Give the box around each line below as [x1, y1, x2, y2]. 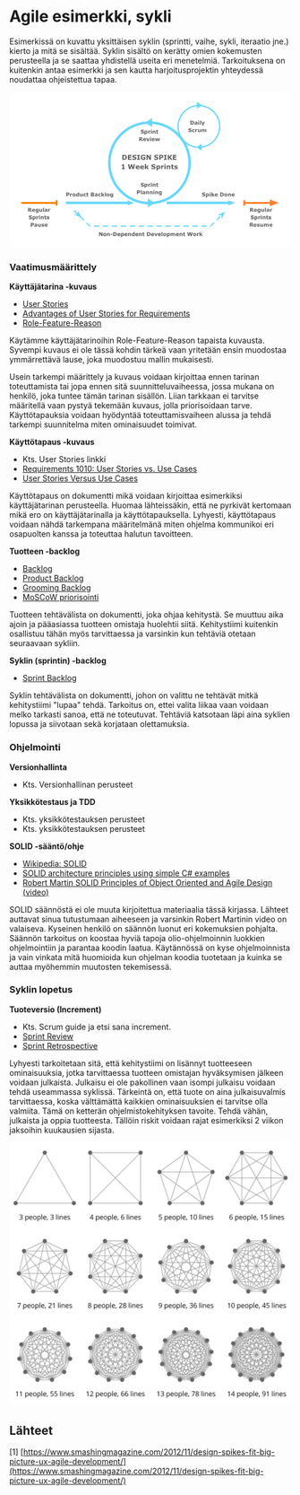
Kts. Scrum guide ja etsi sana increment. [21, 1021, 172, 1032]
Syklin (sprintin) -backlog [9, 655, 107, 666]
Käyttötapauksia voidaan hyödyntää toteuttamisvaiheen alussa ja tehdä [9, 410, 271, 421]
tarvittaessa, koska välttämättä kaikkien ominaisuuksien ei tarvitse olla [9, 1096, 269, 1106]
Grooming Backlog [21, 582, 91, 593]
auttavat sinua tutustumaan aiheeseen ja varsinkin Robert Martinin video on [9, 914, 287, 924]
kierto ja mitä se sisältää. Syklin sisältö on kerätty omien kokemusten [9, 45, 262, 56]
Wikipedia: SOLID [21, 858, 88, 869]
